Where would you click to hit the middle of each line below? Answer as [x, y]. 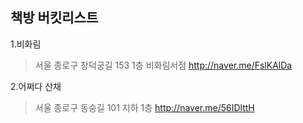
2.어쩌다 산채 [36, 86]
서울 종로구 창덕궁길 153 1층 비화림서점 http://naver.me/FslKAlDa [163, 65]
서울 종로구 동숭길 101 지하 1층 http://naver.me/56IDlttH [144, 107]
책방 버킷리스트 [54, 18]
